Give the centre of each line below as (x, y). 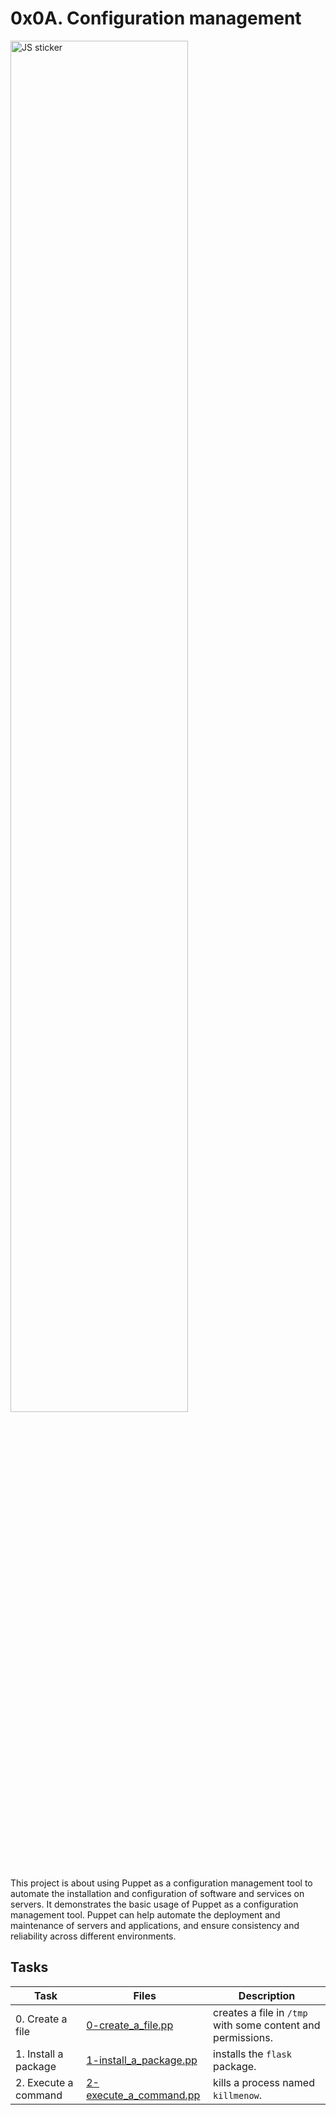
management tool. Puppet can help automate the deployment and (145, 1914)
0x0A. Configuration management (156, 18)
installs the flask (252, 2054)
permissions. (243, 2037)
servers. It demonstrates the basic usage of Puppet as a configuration (154, 1904)
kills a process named (264, 2082)
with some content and (267, 2025)
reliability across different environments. (93, 1936)
